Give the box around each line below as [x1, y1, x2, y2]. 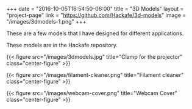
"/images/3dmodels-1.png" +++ [6, 18, 87, 25]
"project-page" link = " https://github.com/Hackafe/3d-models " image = [6, 12, 187, 19]
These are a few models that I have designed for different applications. [6, 30, 184, 37]
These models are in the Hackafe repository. [6, 42, 118, 48]
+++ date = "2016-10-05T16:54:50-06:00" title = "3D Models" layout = [6, 5, 184, 12]
